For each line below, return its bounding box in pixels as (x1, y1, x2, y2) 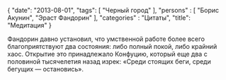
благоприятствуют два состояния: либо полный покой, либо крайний (7, 42, 217, 50)
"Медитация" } (7, 21, 52, 29)
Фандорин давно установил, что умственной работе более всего (7, 35, 205, 43)
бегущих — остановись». (7, 65, 84, 73)
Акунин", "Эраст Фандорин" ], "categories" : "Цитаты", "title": (7, 13, 191, 22)
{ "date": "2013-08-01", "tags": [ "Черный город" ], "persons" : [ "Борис (7, 6, 220, 14)
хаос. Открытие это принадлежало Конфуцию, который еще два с (7, 50, 208, 58)
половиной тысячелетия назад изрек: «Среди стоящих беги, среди (7, 57, 211, 66)
